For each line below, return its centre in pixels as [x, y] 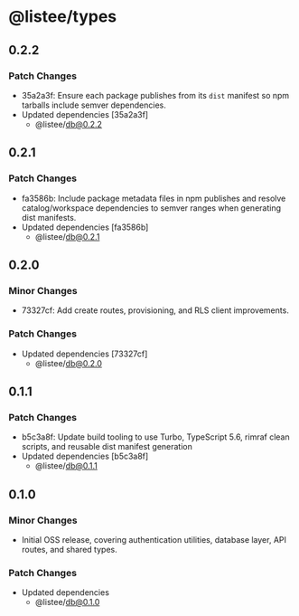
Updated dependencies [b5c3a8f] [85, 456]
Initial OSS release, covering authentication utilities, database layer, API [154, 539]
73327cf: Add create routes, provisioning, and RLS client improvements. [155, 310]
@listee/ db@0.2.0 [69, 363]
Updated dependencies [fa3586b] [85, 227]
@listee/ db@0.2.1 [67, 236]
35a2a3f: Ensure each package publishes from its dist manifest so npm [155, 95]
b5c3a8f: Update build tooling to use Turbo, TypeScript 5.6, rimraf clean [155, 437]
